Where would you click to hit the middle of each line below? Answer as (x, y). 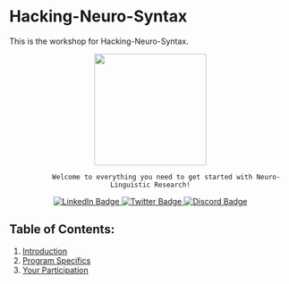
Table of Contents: (62, 230)
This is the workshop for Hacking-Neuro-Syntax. (99, 41)
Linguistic (130, 185)
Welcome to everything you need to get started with (153, 177)
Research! (172, 185)
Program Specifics (56, 260)
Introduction (45, 251)
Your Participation (55, 270)
